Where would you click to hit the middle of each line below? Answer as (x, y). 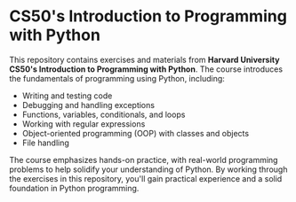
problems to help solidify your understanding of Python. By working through (148, 169)
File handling (45, 143)
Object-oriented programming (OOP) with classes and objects (136, 133)
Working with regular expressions (84, 124)
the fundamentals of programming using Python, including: (117, 78)
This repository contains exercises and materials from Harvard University (144, 59)
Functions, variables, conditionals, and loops (104, 114)
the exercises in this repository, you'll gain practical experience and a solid (146, 178)
